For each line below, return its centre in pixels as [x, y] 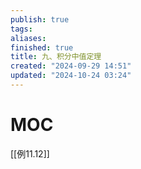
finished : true [42, 47]
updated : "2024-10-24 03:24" [71, 76]
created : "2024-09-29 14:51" [71, 66]
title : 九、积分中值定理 [56, 57]
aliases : [28, 38]
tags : [21, 29]
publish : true [40, 19]
